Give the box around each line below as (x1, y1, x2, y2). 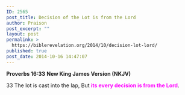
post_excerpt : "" (6, 25, 50, 32)
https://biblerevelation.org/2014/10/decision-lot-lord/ (11, 43, 158, 49)
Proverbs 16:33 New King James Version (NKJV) (6, 70, 131, 77)
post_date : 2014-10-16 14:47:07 (6, 54, 87, 60)
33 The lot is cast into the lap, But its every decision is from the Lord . (6, 82, 180, 89)
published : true (6, 48, 47, 54)
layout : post (6, 31, 39, 37)
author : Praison (6, 20, 47, 26)
